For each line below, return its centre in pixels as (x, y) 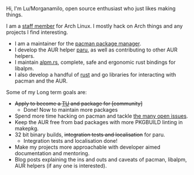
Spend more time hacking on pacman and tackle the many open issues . (101, 116)
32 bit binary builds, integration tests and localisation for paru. (90, 135)
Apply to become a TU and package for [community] (78, 104)
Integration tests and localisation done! (70, 141)
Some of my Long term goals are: (46, 92)
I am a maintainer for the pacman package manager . (78, 44)
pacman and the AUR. (41, 81)
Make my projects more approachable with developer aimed (87, 147)
